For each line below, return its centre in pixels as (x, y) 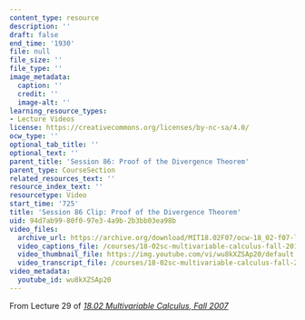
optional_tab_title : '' (54, 145)
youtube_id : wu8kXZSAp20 (64, 280)
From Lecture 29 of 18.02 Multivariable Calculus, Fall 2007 (119, 305)
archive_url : (42, 237)
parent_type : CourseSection (63, 170)
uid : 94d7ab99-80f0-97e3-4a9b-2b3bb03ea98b (93, 220)
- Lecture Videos (42, 119)
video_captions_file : (59, 246)
